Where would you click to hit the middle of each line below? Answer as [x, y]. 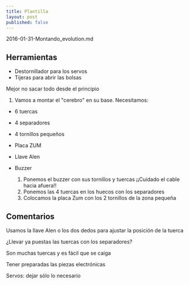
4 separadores [32, 123]
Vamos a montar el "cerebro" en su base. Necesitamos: [81, 100]
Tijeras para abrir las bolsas [48, 78]
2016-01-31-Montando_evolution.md [50, 39]
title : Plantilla [27, 11]
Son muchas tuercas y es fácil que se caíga [59, 253]
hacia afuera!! [40, 186]
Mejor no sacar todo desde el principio [53, 89]
